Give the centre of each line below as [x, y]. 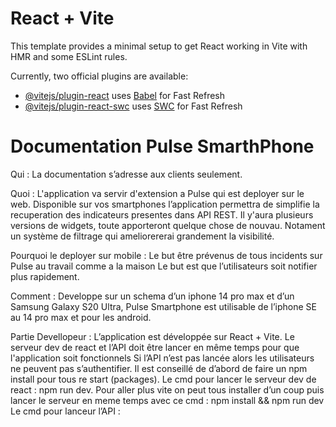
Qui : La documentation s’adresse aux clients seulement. [126, 174]
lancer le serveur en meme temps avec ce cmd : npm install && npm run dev [167, 400]
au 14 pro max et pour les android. [81, 317]
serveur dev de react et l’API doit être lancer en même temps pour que [155, 347]
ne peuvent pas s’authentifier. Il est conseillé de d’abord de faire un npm [159, 368]
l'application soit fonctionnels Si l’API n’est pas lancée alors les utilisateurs [162, 358]
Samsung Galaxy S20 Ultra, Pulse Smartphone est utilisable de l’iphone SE [163, 306]
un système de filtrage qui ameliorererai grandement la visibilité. [142, 236]
